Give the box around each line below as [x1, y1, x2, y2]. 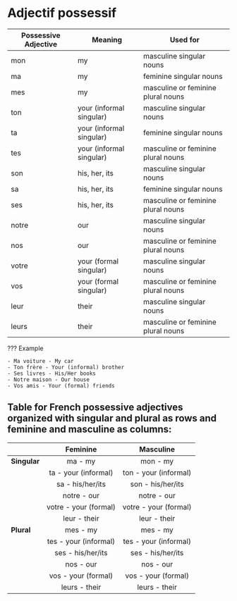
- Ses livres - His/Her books [7, 370, 97, 377]
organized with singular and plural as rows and [7, 412, 217, 424]
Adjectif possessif [7, 5, 117, 21]
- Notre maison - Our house [7, 376, 90, 383]
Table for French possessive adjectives [7, 402, 183, 414]
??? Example [7, 344, 44, 352]
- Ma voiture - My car [7, 357, 74, 364]
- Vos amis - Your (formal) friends [7, 382, 115, 389]
